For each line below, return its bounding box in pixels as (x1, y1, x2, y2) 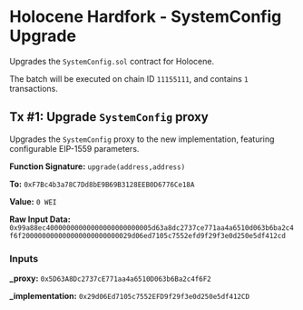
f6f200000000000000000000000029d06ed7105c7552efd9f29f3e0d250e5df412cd (9, 231, 286, 240)
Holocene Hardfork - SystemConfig (9, 6, 282, 27)
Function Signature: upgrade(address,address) (9, 161, 186, 172)
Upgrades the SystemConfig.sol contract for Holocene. (9, 55, 215, 66)
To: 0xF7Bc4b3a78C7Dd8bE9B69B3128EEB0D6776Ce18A (9, 178, 195, 189)
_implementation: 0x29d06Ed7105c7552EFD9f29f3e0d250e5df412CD (9, 291, 250, 302)
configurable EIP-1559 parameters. (9, 143, 140, 154)
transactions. (9, 83, 59, 94)
